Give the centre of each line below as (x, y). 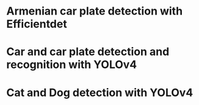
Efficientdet (37, 24)
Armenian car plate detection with (95, 11)
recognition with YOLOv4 (72, 65)
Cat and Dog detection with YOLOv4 (100, 93)
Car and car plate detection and (88, 52)
